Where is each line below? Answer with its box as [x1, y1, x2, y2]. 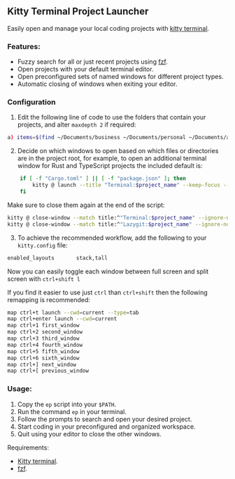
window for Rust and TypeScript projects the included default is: [17, 162, 203, 170]
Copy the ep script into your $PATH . [17, 400, 117, 408]
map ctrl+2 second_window [7, 329, 83, 336]
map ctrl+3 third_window [7, 335, 80, 342]
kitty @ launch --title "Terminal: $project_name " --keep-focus [32, 182, 220, 189]
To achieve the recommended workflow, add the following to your [17, 234, 207, 242]
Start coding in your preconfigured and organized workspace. [17, 422, 196, 431]
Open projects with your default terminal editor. [17, 65, 154, 73]
